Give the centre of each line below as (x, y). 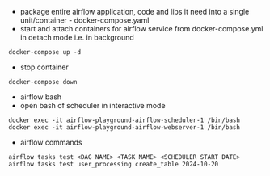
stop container (44, 67)
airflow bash (41, 97)
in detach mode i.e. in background (77, 37)
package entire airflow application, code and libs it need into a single (135, 12)
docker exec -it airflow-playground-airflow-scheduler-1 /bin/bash (124, 120)
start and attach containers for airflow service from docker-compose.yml (141, 29)
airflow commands (51, 142)
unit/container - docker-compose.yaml (84, 20)
